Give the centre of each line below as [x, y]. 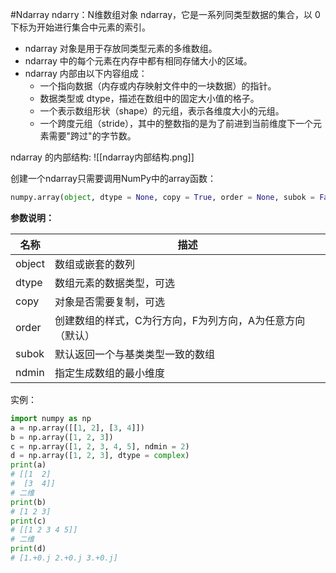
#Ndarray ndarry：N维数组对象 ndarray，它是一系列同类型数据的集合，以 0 [165, 14]
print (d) [28, 549]
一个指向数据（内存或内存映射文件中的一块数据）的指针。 [158, 86]
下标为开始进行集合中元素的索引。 [80, 27]
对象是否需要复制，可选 [109, 301]
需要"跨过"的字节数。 [92, 136]
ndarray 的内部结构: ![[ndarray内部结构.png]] [102, 157]
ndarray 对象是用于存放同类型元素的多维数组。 [121, 48]
